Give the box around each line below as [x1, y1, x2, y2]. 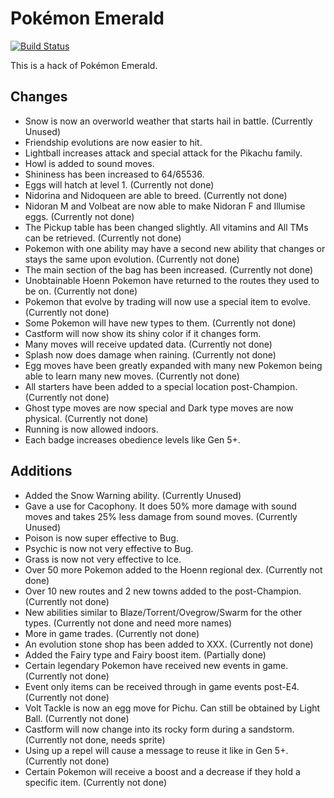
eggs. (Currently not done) [24, 210, 135, 222]
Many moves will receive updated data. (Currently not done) [24, 338, 273, 350]
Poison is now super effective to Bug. [24, 532, 179, 544]
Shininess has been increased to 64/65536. [24, 168, 205, 180]
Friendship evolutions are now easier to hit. [24, 136, 203, 148]
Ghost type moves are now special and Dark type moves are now [24, 402, 294, 414]
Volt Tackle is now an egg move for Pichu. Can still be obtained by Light [24, 702, 321, 714]
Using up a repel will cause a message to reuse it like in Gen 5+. [24, 744, 289, 756]
